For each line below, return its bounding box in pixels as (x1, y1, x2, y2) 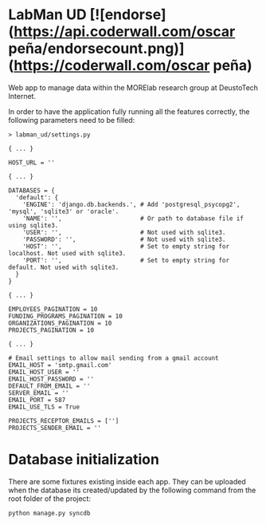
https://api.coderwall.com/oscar (14, 22, 236, 41)
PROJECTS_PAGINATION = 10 (8, 326, 94, 334)
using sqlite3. (8, 221, 59, 229)
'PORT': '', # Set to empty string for (22, 256, 229, 264)
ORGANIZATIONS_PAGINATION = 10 (8, 319, 112, 327)
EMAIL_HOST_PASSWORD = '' (8, 375, 94, 383)
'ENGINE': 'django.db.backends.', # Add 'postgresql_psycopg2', (22, 200, 241, 208)
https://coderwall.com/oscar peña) (14, 57, 252, 75)
